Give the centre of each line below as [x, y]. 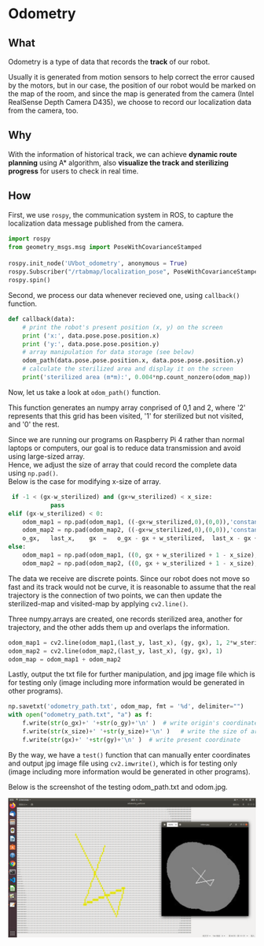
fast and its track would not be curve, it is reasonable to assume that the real [132, 587]
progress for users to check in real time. [73, 171]
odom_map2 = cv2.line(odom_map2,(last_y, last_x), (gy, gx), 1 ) [115, 651]
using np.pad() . [33, 473]
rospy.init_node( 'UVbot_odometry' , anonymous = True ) [98, 264]
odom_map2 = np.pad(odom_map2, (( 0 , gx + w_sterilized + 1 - [124, 563]
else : [17, 547]
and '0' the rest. [34, 424]
